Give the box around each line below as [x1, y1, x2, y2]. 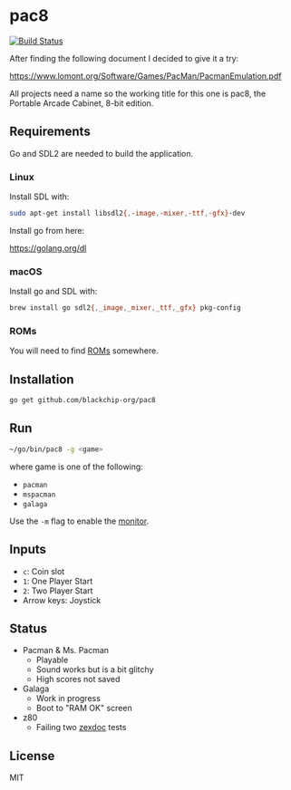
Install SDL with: [9, 191, 70, 202]
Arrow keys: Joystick [22, 594, 102, 605]
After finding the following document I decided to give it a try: [9, 53, 239, 63]
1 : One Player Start [22, 575, 93, 586]
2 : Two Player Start [22, 585, 93, 596]
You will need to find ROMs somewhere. [9, 345, 159, 356]
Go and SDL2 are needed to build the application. [9, 148, 194, 159]
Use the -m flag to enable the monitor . [9, 515, 150, 526]
